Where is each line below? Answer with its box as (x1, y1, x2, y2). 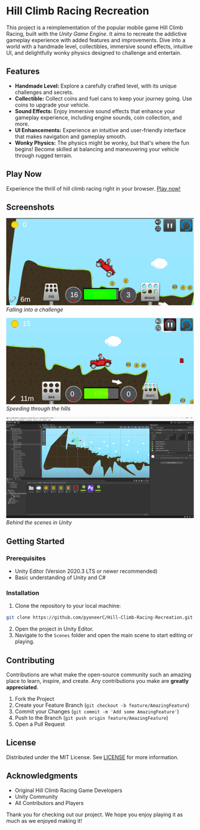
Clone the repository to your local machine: (14, 603, 121, 610)
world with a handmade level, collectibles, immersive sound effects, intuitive (6, 43, 193, 50)
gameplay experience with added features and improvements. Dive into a (6, 36, 186, 43)
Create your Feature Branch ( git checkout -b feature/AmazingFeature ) (14, 701, 190, 709)
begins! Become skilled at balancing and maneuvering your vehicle (14, 145, 180, 152)
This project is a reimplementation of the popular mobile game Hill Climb (6, 24, 183, 31)
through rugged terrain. (14, 152, 73, 159)
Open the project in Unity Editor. (14, 625, 94, 632)
